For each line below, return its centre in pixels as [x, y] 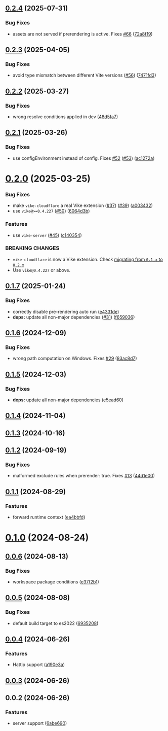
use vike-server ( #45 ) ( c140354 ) [47, 235]
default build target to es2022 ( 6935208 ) [55, 623]
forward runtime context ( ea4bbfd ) [49, 517]
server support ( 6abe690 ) [40, 723]
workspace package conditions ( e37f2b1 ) [56, 582]
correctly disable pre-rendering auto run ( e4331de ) [66, 311]
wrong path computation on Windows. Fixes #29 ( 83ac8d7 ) [75, 358]
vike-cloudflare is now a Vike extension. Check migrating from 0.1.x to [88, 259]
